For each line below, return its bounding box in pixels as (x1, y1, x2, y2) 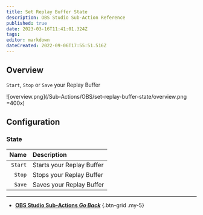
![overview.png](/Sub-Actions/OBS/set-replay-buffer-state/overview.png (6, 93, 187, 100)
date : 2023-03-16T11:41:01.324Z (6, 25, 88, 32)
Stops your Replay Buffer (32, 171, 104, 179)
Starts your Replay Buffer (32, 161, 104, 170)
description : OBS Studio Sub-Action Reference (6, 15, 126, 21)
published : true (6, 20, 47, 26)
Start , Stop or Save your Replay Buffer (6, 81, 101, 88)
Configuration (6, 117, 60, 127)
